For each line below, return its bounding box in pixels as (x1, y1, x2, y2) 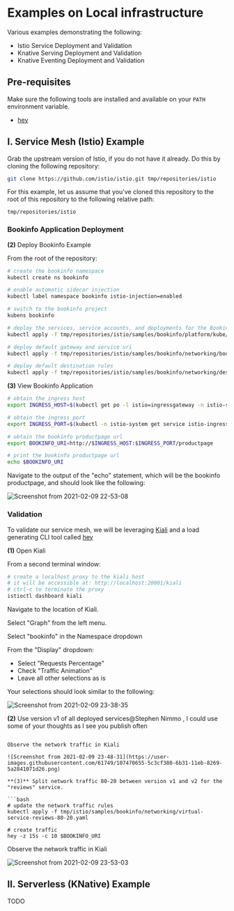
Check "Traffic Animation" (17, 667, 93, 675)
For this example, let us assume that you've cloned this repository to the (7, 188, 214, 196)
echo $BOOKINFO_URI (7, 459, 64, 466)
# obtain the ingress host (7, 395, 86, 402)
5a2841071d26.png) (7, 766, 61, 773)
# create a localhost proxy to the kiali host (7, 573, 145, 580)
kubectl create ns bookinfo (7, 274, 89, 281)
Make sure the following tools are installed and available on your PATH (7, 95, 205, 103)
